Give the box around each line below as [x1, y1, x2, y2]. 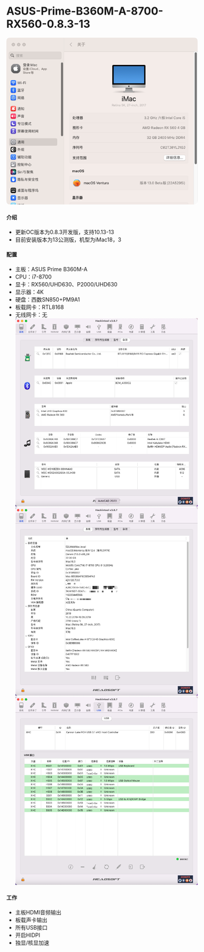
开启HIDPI [15, 931, 41, 939]
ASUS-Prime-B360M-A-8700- [6, 4, 164, 18]
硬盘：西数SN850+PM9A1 [15, 295, 80, 303]
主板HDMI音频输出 [15, 908, 62, 916]
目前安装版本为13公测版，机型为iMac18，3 [15, 235, 121, 243]
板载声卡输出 [15, 916, 47, 923]
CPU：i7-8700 [15, 273, 52, 280]
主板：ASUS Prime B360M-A [15, 265, 88, 272]
